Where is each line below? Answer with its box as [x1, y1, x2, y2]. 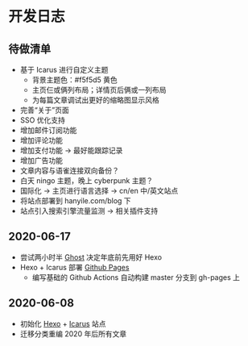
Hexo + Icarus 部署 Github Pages [19, 262, 130, 272]
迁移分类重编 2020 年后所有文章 [19, 328, 127, 339]
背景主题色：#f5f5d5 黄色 [31, 75, 118, 85]
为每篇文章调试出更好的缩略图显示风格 [31, 95, 159, 105]
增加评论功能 [19, 135, 63, 145]
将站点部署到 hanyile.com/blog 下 [19, 196, 131, 206]
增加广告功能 [19, 156, 63, 165]
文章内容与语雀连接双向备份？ [19, 166, 119, 175]
